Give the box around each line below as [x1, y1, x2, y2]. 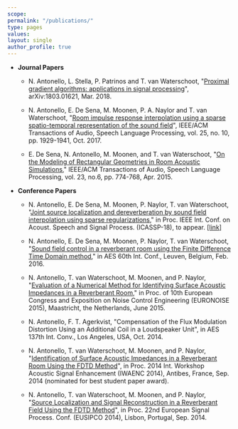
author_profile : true [7, 43, 72, 51]
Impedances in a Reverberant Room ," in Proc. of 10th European [28, 289, 213, 296]
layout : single [7, 37, 53, 44]
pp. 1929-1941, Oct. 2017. [28, 136, 102, 145]
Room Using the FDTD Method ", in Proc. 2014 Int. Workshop [28, 361, 205, 370]
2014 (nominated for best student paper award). [28, 377, 169, 385]
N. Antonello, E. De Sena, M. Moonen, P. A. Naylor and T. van [28, 106, 207, 114]
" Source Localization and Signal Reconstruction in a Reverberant [28, 398, 218, 406]
